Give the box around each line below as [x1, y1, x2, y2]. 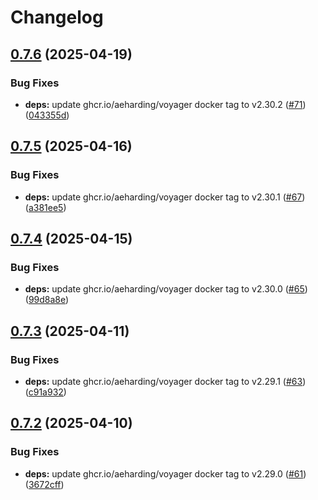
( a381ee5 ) [24, 201, 67, 213]
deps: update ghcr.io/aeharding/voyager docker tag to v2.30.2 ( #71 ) [24, 98, 307, 110]
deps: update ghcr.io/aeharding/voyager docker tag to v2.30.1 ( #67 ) [24, 191, 306, 203]
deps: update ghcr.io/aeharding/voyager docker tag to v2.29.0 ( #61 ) [24, 467, 307, 480]
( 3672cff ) [24, 478, 65, 490]
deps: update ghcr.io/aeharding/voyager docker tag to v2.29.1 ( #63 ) [24, 375, 307, 387]
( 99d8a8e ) [24, 294, 70, 306]
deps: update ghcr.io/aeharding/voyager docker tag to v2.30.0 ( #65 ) [24, 283, 308, 295]
